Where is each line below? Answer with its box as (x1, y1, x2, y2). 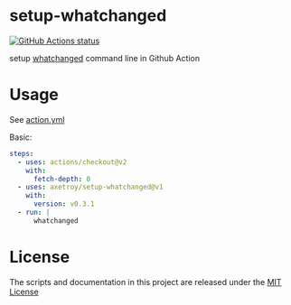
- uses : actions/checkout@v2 (17, 157, 127, 167)
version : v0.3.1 (33, 199, 95, 208)
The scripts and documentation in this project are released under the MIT (9, 276, 282, 287)
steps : (9, 149, 34, 158)
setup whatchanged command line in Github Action (9, 52, 201, 63)
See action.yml (9, 114, 65, 125)
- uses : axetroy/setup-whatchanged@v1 (17, 182, 164, 192)
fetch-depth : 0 (33, 174, 91, 183)
